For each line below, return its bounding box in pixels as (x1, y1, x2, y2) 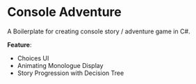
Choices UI (17, 53, 49, 62)
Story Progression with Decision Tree (17, 69, 124, 77)
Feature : (7, 40, 33, 49)
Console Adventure (7, 4, 122, 20)
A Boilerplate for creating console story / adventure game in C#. (7, 27, 190, 35)
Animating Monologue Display (17, 61, 104, 69)
